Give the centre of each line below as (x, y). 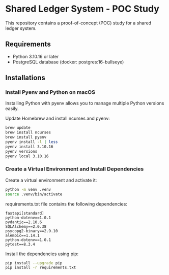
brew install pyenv (26, 137)
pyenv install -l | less (32, 142)
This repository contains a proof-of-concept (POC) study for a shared (78, 23)
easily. (12, 109)
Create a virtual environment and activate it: (51, 180)
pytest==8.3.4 (20, 244)
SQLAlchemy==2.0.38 (26, 226)
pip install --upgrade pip (34, 263)
